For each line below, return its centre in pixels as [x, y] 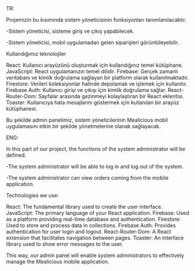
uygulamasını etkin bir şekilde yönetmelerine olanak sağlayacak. [83, 126]
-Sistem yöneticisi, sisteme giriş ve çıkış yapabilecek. [70, 31]
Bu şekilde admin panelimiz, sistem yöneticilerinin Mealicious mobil [87, 120]
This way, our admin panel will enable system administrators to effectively [95, 255]
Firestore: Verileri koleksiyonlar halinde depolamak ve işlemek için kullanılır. [97, 84]
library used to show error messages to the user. [65, 244]
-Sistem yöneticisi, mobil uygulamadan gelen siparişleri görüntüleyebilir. [93, 42]
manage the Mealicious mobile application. [58, 262]
